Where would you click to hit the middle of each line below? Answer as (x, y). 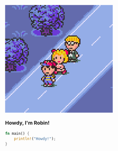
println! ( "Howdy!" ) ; (35, 139)
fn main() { (17, 134)
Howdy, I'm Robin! (28, 122)
